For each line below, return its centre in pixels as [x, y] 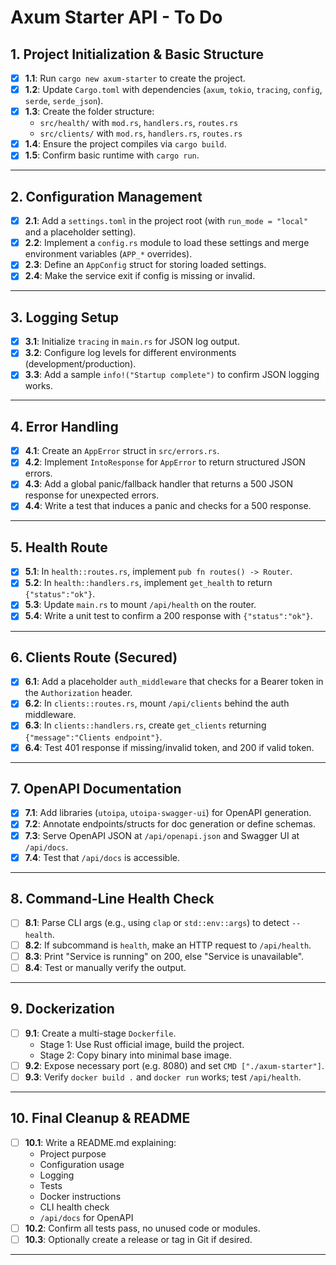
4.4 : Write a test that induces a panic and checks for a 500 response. [168, 506]
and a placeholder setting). [80, 232]
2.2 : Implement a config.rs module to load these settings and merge [167, 243]
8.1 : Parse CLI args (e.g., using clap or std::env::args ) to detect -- [163, 923]
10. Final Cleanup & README [100, 1118]
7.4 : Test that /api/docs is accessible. [102, 857]
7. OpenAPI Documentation [96, 788]
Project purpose [73, 1153]
